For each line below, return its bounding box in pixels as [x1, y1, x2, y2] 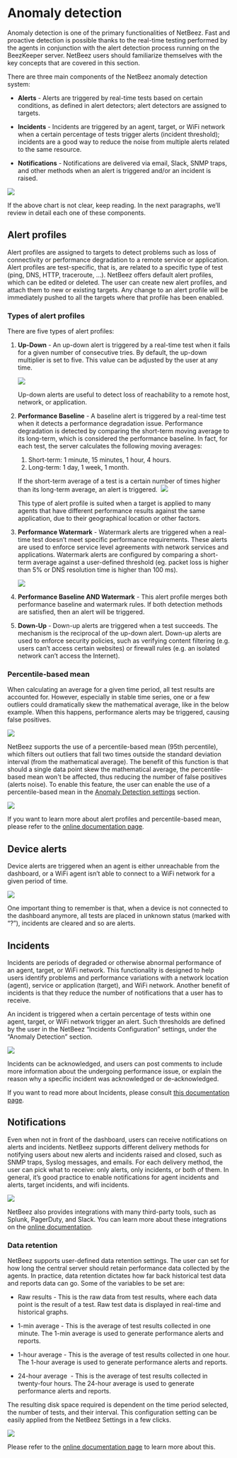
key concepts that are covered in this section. [7, 58, 140, 67]
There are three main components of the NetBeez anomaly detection [7, 72, 208, 81]
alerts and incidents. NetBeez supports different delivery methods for [7, 1142, 209, 1151]
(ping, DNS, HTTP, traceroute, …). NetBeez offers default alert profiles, [7, 270, 214, 279]
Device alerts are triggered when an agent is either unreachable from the [7, 862, 220, 871]
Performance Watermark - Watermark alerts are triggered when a [17, 528, 212, 536]
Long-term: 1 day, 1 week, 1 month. [28, 463, 129, 472]
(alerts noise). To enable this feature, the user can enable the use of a [7, 780, 211, 789]
